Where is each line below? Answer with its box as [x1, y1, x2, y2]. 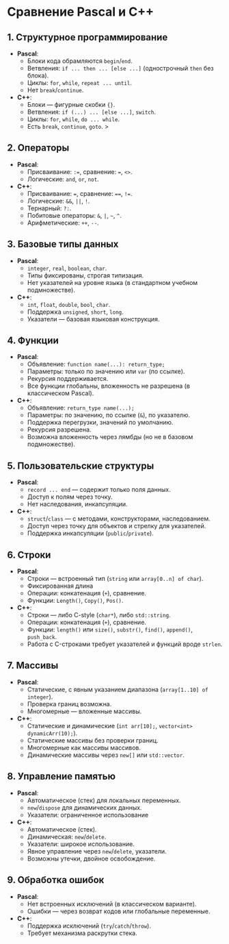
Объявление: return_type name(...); [27, 403, 135, 412]
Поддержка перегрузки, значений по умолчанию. [27, 419, 174, 427]
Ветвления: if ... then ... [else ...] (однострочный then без [27, 64, 214, 72]
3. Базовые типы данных [7, 238, 119, 250]
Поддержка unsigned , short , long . [27, 308, 124, 316]
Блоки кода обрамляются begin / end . [27, 57, 133, 65]
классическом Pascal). [27, 389, 94, 397]
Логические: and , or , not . [27, 175, 99, 183]
